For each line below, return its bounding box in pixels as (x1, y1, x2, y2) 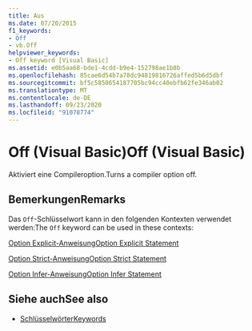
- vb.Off (8, 42, 38, 50)
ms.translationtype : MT (8, 86, 88, 95)
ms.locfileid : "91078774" (8, 109, 94, 117)
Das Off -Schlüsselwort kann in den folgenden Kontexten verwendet (8, 214, 232, 224)
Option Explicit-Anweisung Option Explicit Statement (8, 238, 179, 248)
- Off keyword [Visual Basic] (8, 57, 110, 65)
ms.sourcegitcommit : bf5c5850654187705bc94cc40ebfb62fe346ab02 (8, 79, 224, 87)
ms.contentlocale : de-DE (8, 94, 91, 102)
